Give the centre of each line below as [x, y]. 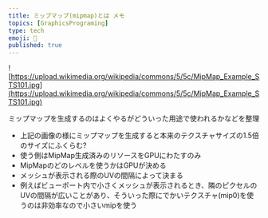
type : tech [26, 30]
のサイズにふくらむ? [53, 145]
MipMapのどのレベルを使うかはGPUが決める [93, 165]
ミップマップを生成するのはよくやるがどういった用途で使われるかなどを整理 [134, 119]
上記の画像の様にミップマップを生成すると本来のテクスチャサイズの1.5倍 [139, 136]
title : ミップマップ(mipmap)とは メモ [67, 16]
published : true [35, 46]
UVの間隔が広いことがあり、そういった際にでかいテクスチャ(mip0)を [133, 196]
